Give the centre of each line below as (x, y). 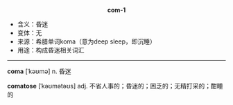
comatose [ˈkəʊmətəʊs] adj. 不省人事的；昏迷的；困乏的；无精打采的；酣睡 (115, 86)
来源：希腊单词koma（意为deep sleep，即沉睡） (86, 41)
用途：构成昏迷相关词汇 (51, 50)
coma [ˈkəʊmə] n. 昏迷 (39, 71)
